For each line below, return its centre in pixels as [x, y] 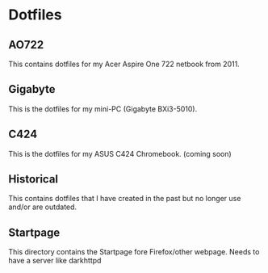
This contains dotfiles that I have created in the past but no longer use [125, 199]
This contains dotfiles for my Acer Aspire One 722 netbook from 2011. [124, 64]
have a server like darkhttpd [55, 261]
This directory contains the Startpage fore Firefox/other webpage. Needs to [134, 252]
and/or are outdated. [43, 207]
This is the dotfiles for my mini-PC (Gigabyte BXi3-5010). [103, 109]
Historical [33, 179]
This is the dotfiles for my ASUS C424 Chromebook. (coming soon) [120, 153]
